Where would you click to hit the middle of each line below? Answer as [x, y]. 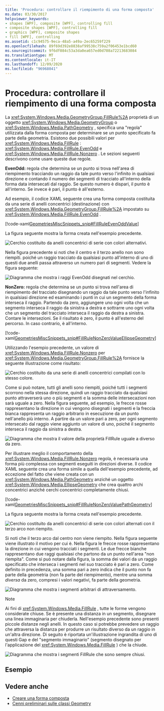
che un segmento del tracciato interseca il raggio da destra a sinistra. [75, 313]
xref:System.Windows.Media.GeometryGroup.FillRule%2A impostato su [77, 209]
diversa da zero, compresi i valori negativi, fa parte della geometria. [73, 580]
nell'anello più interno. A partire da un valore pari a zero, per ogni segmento [81, 419]
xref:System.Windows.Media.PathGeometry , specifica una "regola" [73, 127]
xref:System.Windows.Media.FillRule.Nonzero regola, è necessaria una [77, 458]
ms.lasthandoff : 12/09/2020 [34, 64]
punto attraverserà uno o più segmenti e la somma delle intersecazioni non [80, 398]
